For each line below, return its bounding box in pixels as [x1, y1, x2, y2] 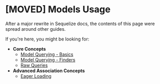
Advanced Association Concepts [12, 68, 85, 74]
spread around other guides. [5, 26, 66, 32]
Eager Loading [20, 73, 51, 79]
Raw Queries [20, 62, 48, 68]
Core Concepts [12, 46, 46, 52]
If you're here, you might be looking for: [5, 36, 90, 42]
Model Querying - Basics [20, 51, 74, 57]
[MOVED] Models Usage [5, 4, 111, 15]
